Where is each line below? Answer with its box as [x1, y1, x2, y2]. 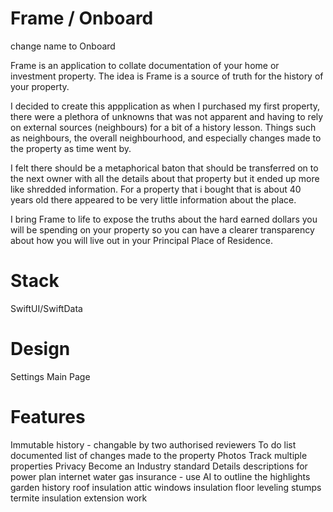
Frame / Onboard [10, 7, 154, 30]
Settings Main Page [10, 370, 91, 382]
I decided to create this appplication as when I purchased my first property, [10, 100, 321, 112]
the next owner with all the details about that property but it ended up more [10, 172, 320, 184]
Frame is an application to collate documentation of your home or [10, 59, 280, 71]
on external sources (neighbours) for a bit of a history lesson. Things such [10, 121, 317, 133]
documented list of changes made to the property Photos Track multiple [10, 449, 308, 461]
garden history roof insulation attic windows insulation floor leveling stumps [10, 481, 322, 493]
